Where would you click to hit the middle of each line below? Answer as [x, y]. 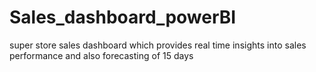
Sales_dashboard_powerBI [123, 17]
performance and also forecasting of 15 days [101, 55]
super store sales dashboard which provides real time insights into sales [158, 45]
